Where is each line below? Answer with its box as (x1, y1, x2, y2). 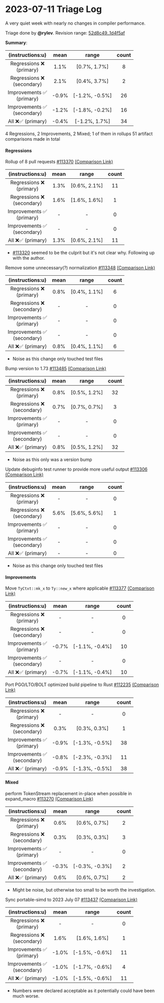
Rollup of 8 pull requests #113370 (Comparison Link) (5, 159, 113, 165)
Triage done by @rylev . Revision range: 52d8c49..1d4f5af (5, 30, 125, 36)
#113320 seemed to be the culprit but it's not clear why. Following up (12, 250, 155, 256)
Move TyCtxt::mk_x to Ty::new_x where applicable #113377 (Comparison (5, 585, 154, 591)
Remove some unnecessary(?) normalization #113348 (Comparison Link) (5, 265, 155, 271)
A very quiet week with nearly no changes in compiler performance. (5, 20, 146, 26)
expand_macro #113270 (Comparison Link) (5, 796, 94, 802)
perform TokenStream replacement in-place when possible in (5, 790, 132, 797)
